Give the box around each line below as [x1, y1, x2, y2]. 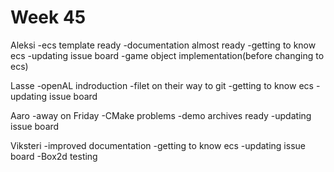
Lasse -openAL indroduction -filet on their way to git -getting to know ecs [10, 79, 314, 91]
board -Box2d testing [10, 150, 98, 162]
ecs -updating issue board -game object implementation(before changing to [10, 49, 325, 61]
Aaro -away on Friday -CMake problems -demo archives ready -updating [10, 109, 312, 121]
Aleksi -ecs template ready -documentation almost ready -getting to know [10, 39, 317, 51]
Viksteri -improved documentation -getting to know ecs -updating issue [10, 139, 306, 151]
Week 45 [10, 6, 87, 29]
